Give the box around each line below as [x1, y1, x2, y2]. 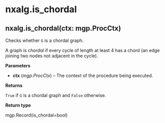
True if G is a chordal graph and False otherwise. [5, 92, 106, 98]
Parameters [5, 63, 31, 68]
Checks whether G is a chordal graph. [5, 37, 84, 43]
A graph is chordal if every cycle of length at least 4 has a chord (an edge [5, 47, 160, 53]
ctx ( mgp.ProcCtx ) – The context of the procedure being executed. [12, 72, 153, 79]
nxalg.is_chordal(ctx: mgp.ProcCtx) [5, 24, 121, 33]
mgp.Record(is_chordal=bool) [5, 112, 68, 118]
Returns [5, 83, 23, 88]
